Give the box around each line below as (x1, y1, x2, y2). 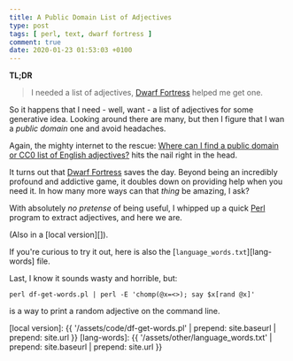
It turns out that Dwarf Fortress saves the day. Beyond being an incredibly (9, 167, 279, 178)
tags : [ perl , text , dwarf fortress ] (9, 29, 152, 38)
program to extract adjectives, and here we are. (9, 212, 183, 223)
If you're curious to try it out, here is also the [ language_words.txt (9, 247, 248, 257)
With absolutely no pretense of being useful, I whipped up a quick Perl (9, 203, 266, 213)
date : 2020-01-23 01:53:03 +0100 (9, 46, 133, 55)
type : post (9, 21, 50, 30)
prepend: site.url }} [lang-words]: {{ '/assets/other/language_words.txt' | (9, 333, 273, 343)
